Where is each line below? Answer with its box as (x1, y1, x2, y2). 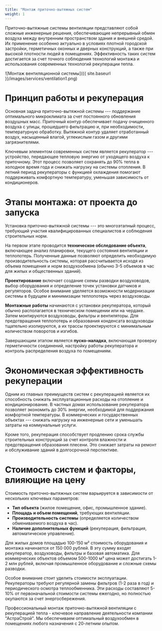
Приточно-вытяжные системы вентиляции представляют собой (5, 25, 138, 31)
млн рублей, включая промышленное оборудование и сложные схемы (9, 561, 157, 567)
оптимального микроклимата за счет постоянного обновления (5, 113, 136, 119)
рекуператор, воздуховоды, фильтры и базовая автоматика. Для (5, 551, 140, 556)
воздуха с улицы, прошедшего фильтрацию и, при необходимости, (5, 124, 145, 130)
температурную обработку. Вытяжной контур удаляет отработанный (5, 129, 149, 135)
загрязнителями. (5, 139, 40, 145)
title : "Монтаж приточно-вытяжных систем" (5, 7, 92, 12)
